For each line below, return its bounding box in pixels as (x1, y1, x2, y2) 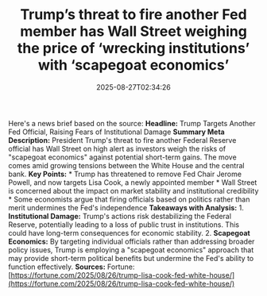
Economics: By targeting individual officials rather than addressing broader (8, 236, 255, 246)
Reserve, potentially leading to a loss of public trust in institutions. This (8, 220, 240, 229)
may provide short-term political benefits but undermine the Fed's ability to (8, 253, 254, 263)
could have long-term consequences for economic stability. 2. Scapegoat (8, 228, 250, 237)
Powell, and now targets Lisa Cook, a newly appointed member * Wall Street (8, 177, 257, 187)
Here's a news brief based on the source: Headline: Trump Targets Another (8, 118, 256, 128)
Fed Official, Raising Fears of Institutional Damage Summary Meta (8, 127, 225, 136)
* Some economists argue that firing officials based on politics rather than (8, 194, 250, 204)
